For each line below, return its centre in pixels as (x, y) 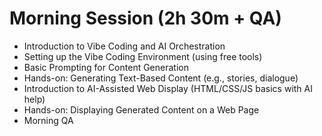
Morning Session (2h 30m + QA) (145, 18)
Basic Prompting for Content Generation (106, 67)
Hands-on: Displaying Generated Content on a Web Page (141, 109)
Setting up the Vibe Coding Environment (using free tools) (143, 56)
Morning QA (48, 120)
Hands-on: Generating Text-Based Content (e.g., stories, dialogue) (161, 78)
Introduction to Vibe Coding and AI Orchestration (124, 46)
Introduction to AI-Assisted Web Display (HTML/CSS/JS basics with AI (168, 88)
